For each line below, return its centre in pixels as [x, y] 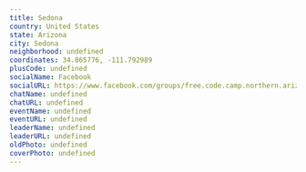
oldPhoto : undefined [49, 145]
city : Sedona [34, 43]
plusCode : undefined [49, 69]
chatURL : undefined [46, 102]
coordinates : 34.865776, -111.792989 [81, 60]
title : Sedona [36, 18]
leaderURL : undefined [51, 137]
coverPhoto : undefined [52, 153]
